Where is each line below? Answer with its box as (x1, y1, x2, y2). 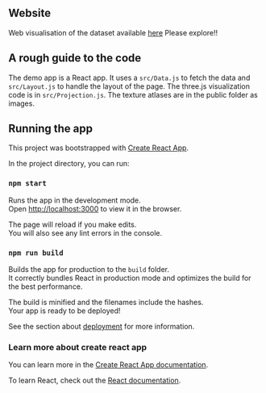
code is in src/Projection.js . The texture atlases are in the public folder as (8, 90, 258, 99)
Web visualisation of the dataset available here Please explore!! (8, 27, 218, 37)
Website (8, 6, 51, 20)
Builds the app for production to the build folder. (8, 265, 170, 274)
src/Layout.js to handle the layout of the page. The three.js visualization (8, 81, 251, 91)
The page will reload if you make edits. (8, 219, 137, 229)
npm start (8, 179, 47, 188)
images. (8, 98, 35, 108)
